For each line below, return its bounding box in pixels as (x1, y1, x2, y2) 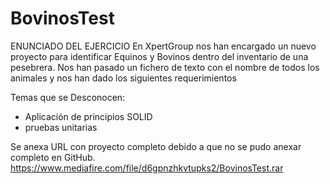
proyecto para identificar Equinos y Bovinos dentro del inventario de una (10, 50, 309, 62)
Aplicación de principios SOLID (24, 110, 153, 122)
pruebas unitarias (24, 121, 98, 133)
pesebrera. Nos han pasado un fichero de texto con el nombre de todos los (10, 61, 320, 73)
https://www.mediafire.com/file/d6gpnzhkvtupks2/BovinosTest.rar (10, 162, 284, 174)
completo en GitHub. (10, 151, 96, 163)
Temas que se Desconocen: (10, 91, 126, 103)
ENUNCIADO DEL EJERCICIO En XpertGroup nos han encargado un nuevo (10, 40, 317, 52)
